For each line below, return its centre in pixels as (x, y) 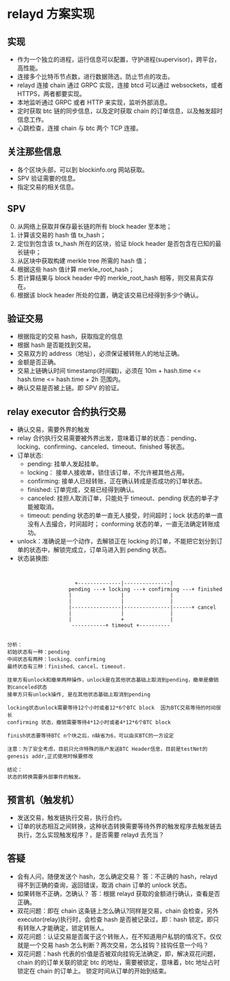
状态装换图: (33, 559)
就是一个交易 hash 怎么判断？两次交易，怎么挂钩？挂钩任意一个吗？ (113, 945)
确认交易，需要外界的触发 (53, 429)
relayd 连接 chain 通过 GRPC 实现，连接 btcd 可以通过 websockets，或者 (120, 85)
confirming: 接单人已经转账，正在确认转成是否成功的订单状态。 (116, 481)
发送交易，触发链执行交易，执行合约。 (71, 817)
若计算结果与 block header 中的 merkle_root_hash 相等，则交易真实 (112, 278)
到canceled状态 (27, 688)
